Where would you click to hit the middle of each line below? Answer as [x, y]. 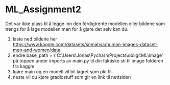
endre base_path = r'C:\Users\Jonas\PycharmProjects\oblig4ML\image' [88, 55]
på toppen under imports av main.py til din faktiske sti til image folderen [88, 60]
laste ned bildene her [35, 39]
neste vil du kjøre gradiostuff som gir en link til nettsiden [72, 77]
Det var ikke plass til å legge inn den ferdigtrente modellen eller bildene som [85, 24]
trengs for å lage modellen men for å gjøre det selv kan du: [67, 29]
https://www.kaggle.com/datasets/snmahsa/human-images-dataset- [85, 44]
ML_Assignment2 [43, 9]
